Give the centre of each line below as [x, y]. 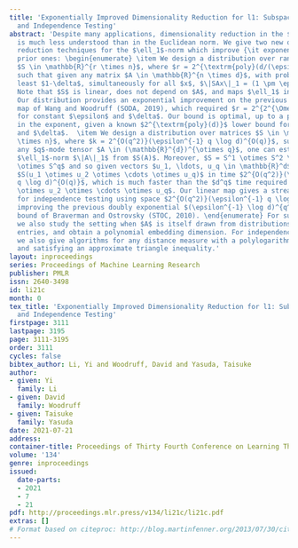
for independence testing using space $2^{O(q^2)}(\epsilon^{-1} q [145, 199]
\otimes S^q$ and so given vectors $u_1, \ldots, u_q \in [127, 166]
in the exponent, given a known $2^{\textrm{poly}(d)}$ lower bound [146, 125]
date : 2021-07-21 [41, 430]
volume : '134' [35, 455]
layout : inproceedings [51, 257]
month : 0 [25, 298]
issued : [24, 472]
